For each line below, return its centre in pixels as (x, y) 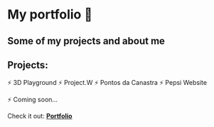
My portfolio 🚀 (50, 15)
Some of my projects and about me (86, 41)
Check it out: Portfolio (40, 116)
